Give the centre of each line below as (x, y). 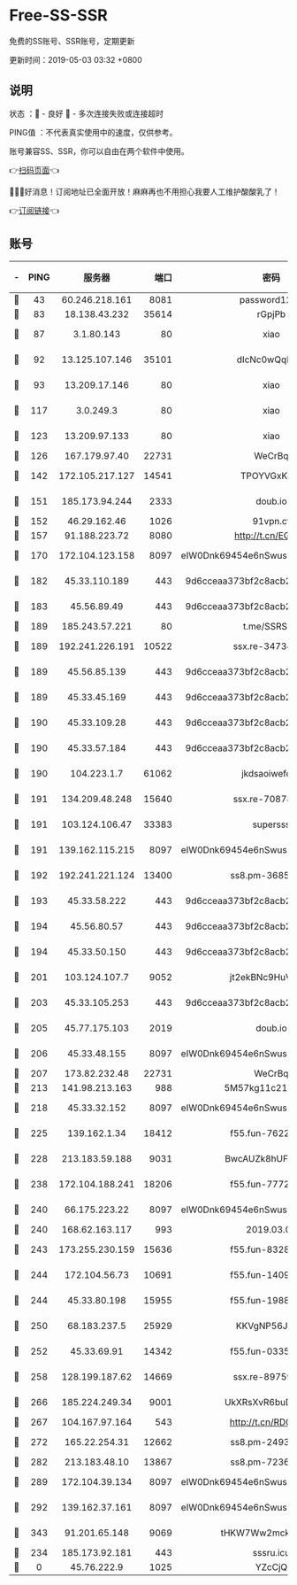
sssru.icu (271, 1552)
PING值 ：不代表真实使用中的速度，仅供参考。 (93, 132)
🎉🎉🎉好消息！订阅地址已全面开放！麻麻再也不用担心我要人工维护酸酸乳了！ (145, 191)
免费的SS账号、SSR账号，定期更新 (72, 41)
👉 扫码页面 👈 (34, 170)
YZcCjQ (271, 1566)
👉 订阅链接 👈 (34, 210)
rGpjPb (271, 313)
